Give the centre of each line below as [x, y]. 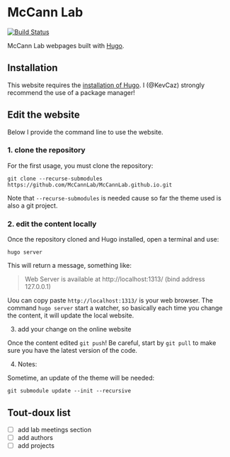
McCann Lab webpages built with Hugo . [66, 45]
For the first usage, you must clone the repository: [80, 165]
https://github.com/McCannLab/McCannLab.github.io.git [90, 185]
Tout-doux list [39, 413]
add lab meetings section [54, 429]
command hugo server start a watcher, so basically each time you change [115, 308]
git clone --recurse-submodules [55, 179]
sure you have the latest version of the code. [73, 351]
